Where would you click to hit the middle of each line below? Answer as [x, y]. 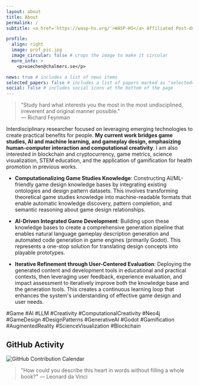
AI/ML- [175, 178]
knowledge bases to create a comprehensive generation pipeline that [99, 227]
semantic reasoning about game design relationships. [80, 210]
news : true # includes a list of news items [62, 77]
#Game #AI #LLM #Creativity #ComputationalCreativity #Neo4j [83, 313]
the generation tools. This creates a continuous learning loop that [94, 289]
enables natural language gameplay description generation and [92, 234]
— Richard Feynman [45, 118]
